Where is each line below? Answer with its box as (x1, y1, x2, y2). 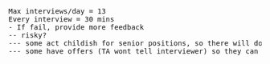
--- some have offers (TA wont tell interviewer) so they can (8, 47, 259, 55)
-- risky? (8, 31, 47, 39)
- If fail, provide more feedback (8, 23, 145, 31)
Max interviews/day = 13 (8, 7, 106, 15)
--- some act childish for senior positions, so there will (8, 39, 251, 47)
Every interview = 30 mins (8, 15, 115, 23)
